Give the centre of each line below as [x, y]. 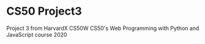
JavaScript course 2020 [37, 34]
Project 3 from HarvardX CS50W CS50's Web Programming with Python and [103, 28]
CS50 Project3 [44, 11]
